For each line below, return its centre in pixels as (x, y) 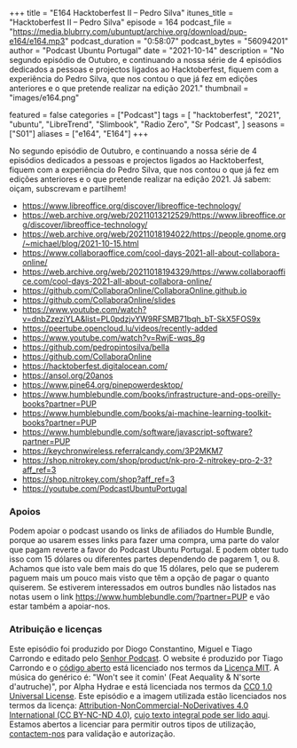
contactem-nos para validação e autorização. (92, 733)
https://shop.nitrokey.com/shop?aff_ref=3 (98, 479)
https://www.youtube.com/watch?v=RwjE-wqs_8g (113, 338)
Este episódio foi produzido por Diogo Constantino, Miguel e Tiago (131, 649)
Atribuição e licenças (56, 629)
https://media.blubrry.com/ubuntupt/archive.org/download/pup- (130, 31)
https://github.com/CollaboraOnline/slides (98, 300)
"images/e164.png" (44, 98)
